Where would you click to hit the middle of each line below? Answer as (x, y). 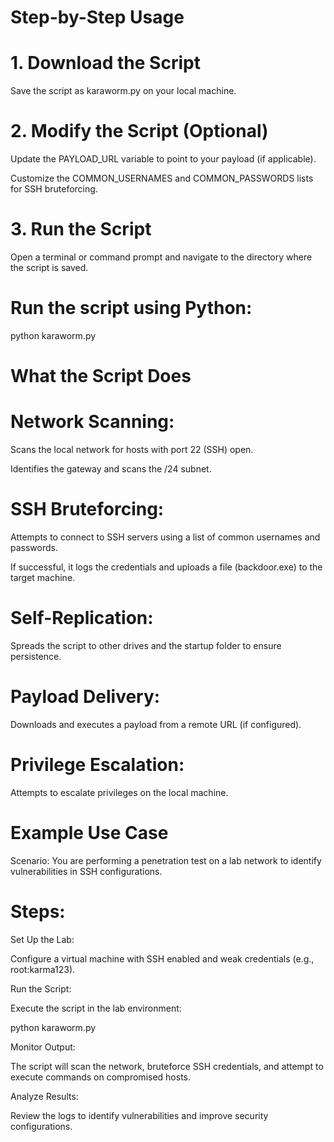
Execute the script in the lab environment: (96, 1008)
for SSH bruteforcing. (54, 189)
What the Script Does (101, 376)
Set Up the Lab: (42, 939)
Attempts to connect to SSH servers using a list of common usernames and (165, 537)
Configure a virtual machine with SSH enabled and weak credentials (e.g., (162, 958)
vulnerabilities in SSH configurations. (86, 871)
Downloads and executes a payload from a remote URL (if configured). (156, 724)
